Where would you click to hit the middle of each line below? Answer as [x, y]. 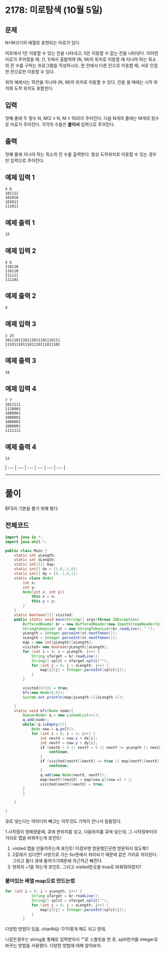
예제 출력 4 [21, 447]
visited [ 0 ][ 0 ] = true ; [46, 688]
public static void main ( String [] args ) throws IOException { [77, 619]
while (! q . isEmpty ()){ [45, 724]
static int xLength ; [35, 560]
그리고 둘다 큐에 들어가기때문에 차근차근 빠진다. [57, 860]
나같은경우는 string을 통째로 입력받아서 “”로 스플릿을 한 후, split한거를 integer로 [82, 939]
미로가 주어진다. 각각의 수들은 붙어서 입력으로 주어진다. [63, 124]
